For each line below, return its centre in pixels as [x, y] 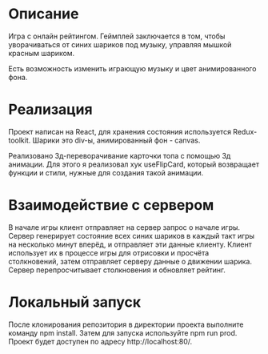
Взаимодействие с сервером [111, 205]
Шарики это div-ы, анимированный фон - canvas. [116, 140]
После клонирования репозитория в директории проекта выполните [126, 324]
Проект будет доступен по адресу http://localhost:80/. [100, 341]
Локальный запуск [75, 302]
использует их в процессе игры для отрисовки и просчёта [109, 252]
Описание [44, 14]
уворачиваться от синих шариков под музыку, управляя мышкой [120, 44]
